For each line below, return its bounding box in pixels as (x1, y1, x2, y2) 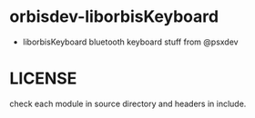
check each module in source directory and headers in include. (9, 98, 247, 109)
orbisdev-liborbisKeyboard (9, 6, 219, 27)
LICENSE (9, 68, 77, 89)
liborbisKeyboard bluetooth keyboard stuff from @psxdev (22, 36, 239, 47)
